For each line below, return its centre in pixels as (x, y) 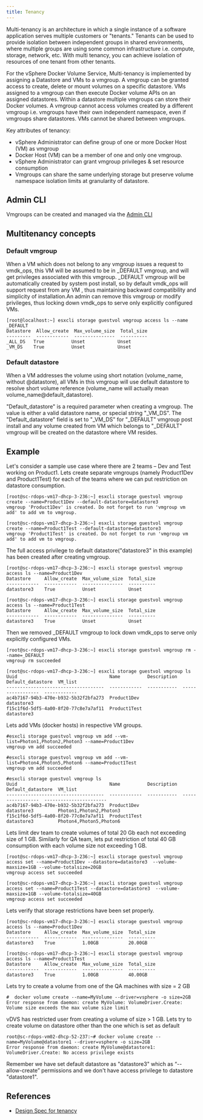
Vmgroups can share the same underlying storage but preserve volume (104, 174)
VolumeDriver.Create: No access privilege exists (70, 1053)
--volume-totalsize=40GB (70, 894)
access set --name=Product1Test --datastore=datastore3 (78, 889)
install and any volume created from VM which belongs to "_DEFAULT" (94, 426)
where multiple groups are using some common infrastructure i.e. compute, (101, 49)
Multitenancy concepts (51, 234)
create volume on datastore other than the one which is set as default (93, 1026)
